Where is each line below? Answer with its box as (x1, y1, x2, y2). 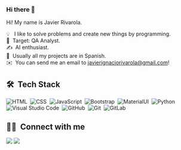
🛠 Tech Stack (6, 79, 61, 89)
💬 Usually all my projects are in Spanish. (6, 52, 106, 60)
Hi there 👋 (6, 5, 36, 14)
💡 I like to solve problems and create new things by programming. (6, 30, 171, 37)
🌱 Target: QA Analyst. (6, 37, 61, 44)
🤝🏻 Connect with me (6, 121, 85, 132)
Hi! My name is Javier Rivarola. (6, 19, 82, 26)
